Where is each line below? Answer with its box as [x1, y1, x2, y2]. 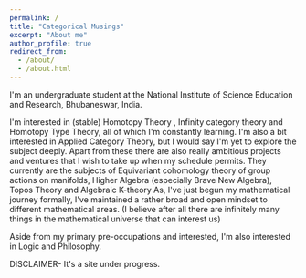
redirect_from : [9, 47, 68, 57]
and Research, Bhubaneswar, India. [9, 98, 143, 109]
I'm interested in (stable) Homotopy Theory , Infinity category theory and [9, 116, 283, 128]
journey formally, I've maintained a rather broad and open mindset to [9, 193, 268, 205]
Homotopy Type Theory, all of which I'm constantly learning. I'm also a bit [9, 126, 287, 137]
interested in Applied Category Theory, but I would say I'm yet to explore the [9, 136, 297, 147]
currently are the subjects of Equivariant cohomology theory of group [9, 165, 271, 176]
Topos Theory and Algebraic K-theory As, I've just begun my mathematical [9, 184, 290, 195]
